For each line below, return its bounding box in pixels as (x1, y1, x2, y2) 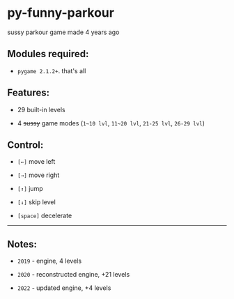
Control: (7, 139, 44, 151)
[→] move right (17, 171, 60, 179)
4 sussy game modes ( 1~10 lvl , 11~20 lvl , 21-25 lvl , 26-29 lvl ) (17, 118, 205, 127)
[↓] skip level (17, 198, 56, 206)
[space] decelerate (17, 211, 72, 220)
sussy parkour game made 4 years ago (7, 28, 120, 36)
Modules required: (7, 48, 89, 60)
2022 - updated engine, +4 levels (17, 284, 111, 292)
